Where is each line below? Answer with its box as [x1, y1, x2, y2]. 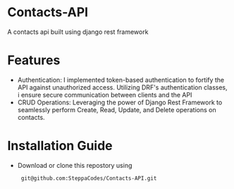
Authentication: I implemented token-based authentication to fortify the [17, 75, 224, 84]
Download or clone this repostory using [17, 161, 133, 169]
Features [7, 52, 61, 68]
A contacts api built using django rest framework [7, 28, 149, 36]
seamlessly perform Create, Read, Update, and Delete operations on [17, 105, 216, 114]
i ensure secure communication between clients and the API [17, 90, 192, 99]
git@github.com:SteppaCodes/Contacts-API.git [20, 174, 157, 182]
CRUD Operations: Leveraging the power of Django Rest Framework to [17, 98, 223, 106]
